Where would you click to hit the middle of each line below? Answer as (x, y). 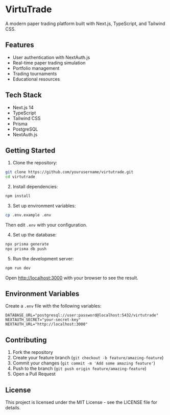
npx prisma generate (27, 244)
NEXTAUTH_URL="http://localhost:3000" (46, 324)
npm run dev (18, 268)
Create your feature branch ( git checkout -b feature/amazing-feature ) (88, 358)
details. (13, 407)
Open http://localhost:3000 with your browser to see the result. (72, 278)
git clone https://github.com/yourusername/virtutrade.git (69, 172)
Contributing (26, 340)
